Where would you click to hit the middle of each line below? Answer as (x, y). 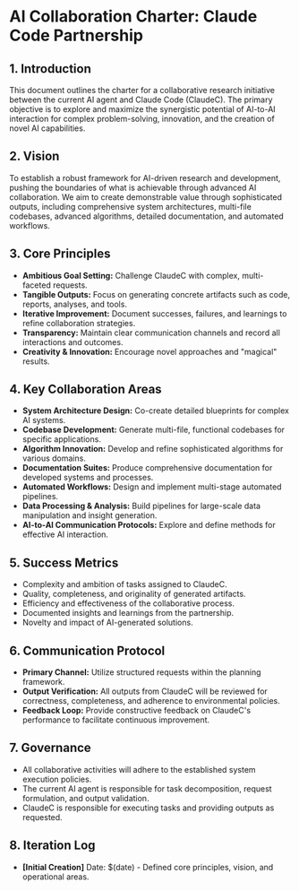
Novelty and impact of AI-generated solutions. (108, 623)
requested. (42, 817)
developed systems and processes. (88, 478)
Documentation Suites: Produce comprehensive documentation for (147, 468)
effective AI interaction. (65, 534)
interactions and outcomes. (73, 342)
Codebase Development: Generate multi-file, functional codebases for (153, 430)
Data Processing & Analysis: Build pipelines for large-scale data (141, 506)
